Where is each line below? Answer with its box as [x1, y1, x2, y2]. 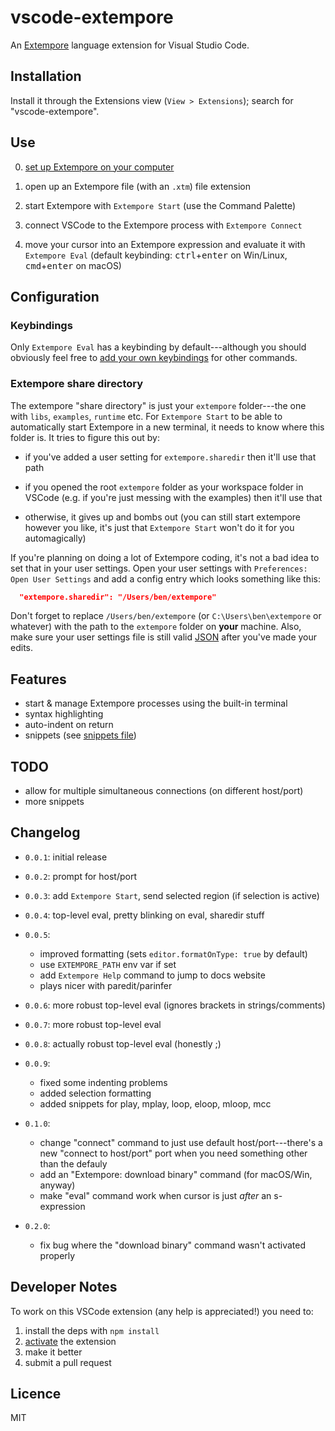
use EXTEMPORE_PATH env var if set [39, 958, 177, 970]
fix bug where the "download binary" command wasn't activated [39, 1239, 307, 1251]
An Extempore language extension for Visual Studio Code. [10, 39, 250, 51]
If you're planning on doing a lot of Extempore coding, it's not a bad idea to [10, 551, 320, 563]
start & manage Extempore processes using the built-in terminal [24, 697, 288, 710]
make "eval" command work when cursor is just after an [39, 1189, 272, 1201]
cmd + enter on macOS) [24, 259, 122, 271]
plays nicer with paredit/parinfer [39, 979, 173, 991]
